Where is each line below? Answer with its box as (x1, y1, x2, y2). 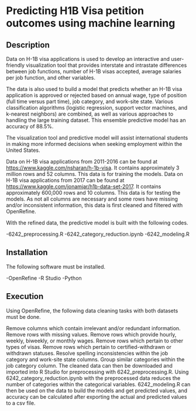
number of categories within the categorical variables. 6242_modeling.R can (6, 381, 191, 388)
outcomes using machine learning (6, 16, 176, 30)
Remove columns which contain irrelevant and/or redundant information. (6, 324, 181, 332)
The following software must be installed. (6, 263, 106, 270)
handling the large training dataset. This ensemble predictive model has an (6, 117, 186, 124)
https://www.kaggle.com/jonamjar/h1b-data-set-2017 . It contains (6, 183, 161, 190)
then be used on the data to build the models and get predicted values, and (6, 387, 187, 394)
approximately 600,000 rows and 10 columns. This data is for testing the (6, 189, 181, 196)
